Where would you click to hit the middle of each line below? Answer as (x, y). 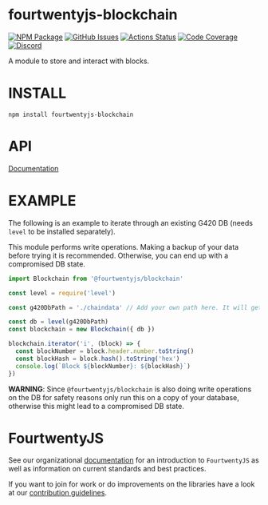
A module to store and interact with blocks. (79, 61)
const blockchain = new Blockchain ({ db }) (82, 330)
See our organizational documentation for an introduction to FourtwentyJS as (134, 460)
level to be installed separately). (62, 231)
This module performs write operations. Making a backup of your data (124, 246)
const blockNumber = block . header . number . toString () (105, 351)
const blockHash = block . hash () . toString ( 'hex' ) (98, 359)
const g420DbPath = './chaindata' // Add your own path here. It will (128, 307)
